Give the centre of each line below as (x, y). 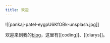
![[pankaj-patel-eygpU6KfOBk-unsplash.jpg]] (52, 24)
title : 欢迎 (17, 10)
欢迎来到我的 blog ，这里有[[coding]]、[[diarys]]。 (56, 35)
